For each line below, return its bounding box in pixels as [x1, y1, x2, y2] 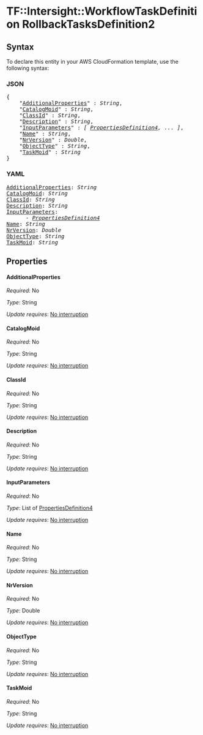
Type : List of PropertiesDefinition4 [6, 504, 93, 511]
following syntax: [6, 64, 50, 72]
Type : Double [6, 607, 40, 614]
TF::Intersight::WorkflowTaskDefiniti [6, 4, 197, 18]
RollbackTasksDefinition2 [22, 17, 155, 31]
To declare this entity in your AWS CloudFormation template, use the [6, 58, 179, 65]
